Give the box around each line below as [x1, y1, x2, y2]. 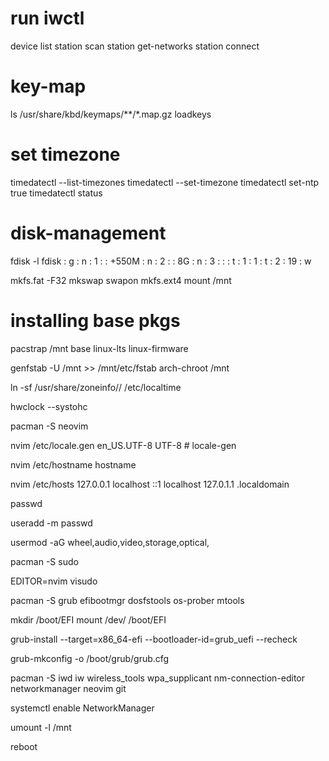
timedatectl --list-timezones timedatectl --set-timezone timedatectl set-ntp [10, 176, 320, 188]
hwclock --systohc [10, 400, 88, 412]
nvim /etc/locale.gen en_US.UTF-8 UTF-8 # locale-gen [10, 439, 237, 451]
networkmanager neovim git [10, 682, 127, 694]
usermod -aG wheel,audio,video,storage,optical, [10, 536, 210, 548]
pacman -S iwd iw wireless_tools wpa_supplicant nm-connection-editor [10, 672, 306, 684]
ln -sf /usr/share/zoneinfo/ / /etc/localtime [10, 381, 182, 393]
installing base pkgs [10, 309, 181, 332]
